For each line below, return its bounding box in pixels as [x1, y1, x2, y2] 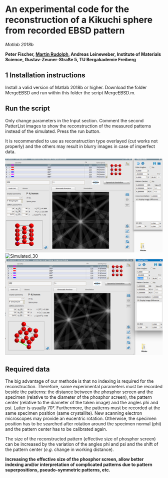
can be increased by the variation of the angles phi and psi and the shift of [5, 441, 158, 447]
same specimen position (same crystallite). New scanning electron [5, 410, 142, 416]
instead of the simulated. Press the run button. [5, 128, 101, 134]
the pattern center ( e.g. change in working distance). [5, 446, 114, 452]
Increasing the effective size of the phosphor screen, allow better [5, 456, 144, 462]
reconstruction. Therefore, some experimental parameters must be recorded [5, 384, 163, 390]
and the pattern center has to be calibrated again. [5, 426, 107, 432]
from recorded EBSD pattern [5, 25, 125, 36]
